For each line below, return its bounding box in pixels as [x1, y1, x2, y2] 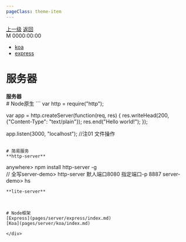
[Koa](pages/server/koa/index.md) [6, 220, 91, 226]
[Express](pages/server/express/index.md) [6, 215, 111, 221]
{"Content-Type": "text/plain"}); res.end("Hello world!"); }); [6, 118, 148, 125]
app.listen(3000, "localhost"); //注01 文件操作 [6, 130, 116, 137]
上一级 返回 [6, 25, 33, 32]
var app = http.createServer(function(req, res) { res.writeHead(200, [6, 112, 169, 119]
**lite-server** [6, 189, 46, 194]
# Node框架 [6, 210, 31, 216]
